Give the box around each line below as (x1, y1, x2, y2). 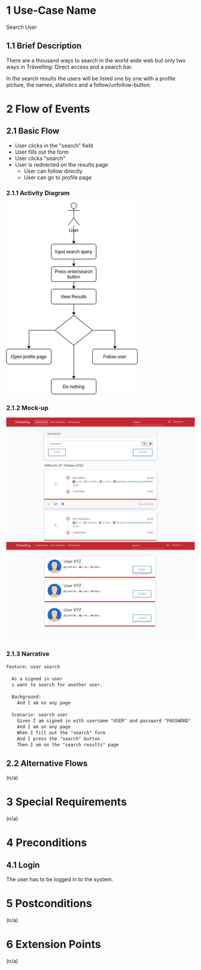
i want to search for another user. (11, 682, 103, 688)
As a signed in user (11, 676, 63, 682)
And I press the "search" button (17, 736, 100, 742)
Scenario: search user (11, 712, 68, 718)
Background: (11, 694, 42, 700)
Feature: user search (6, 664, 60, 670)
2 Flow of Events (6, 102, 90, 116)
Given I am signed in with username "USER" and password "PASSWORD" (17, 718, 191, 724)
